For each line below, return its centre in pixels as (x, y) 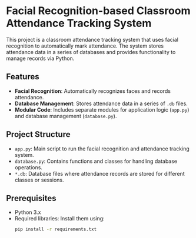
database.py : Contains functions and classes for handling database (96, 161)
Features (23, 77)
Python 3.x (28, 212)
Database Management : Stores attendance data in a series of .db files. (101, 103)
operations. (29, 167)
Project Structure (38, 134)
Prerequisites (31, 198)
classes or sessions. (39, 180)
